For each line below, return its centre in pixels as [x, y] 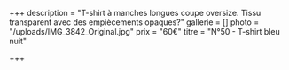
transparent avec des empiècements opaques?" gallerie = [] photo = [134, 22]
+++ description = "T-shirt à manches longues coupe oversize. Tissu [135, 13]
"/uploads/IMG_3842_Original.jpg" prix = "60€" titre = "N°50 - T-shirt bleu [145, 31]
